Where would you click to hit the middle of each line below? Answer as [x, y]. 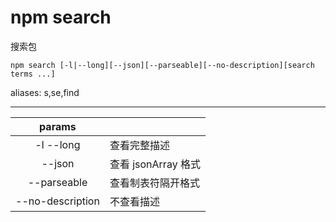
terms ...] [33, 74]
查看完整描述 [139, 145]
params [58, 126]
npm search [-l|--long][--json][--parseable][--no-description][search [162, 65]
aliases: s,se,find [45, 92]
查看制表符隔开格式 [154, 183]
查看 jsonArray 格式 [155, 164]
